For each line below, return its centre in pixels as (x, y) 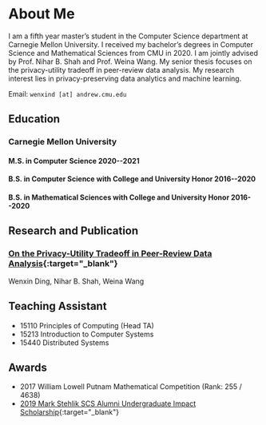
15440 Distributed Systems (64, 342)
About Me (42, 14)
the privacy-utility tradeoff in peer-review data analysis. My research (121, 70)
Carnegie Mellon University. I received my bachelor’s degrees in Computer (131, 44)
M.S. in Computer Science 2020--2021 (74, 161)
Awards (28, 367)
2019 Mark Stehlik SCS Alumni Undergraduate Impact (108, 403)
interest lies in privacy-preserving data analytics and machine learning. (125, 78)
